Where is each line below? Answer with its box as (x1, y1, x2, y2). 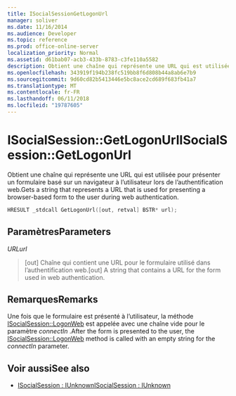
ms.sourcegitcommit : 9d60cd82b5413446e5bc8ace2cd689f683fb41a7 (7, 75, 197, 83)
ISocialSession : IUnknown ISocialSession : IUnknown (17, 381, 171, 390)
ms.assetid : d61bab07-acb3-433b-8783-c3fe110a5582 (7, 56, 159, 63)
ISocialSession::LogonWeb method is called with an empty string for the (7, 335, 216, 343)
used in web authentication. (24, 273, 105, 281)
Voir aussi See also (7, 362, 90, 374)
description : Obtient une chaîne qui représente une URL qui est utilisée (7, 63, 231, 70)
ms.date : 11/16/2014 (7, 23, 68, 30)
